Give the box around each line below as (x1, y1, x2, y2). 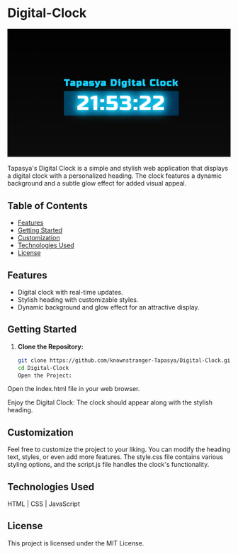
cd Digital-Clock (17, 364, 69, 371)
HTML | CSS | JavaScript (7, 499, 80, 508)
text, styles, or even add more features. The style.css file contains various (7, 453, 224, 461)
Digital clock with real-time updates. (17, 288, 123, 296)
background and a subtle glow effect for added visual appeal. (7, 179, 187, 188)
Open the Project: (17, 372, 72, 379)
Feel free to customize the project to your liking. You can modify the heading (7, 445, 231, 454)
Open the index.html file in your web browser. (7, 385, 140, 393)
